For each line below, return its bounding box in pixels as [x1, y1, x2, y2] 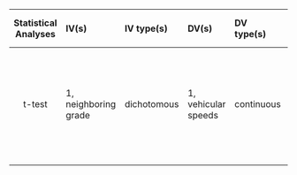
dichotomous [124, 98, 179, 110]
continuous [233, 98, 281, 110]
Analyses [14, 28, 56, 40]
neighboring [65, 98, 117, 110]
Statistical [13, 17, 57, 29]
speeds [187, 110, 219, 121]
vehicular [187, 98, 226, 110]
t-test [23, 98, 48, 110]
